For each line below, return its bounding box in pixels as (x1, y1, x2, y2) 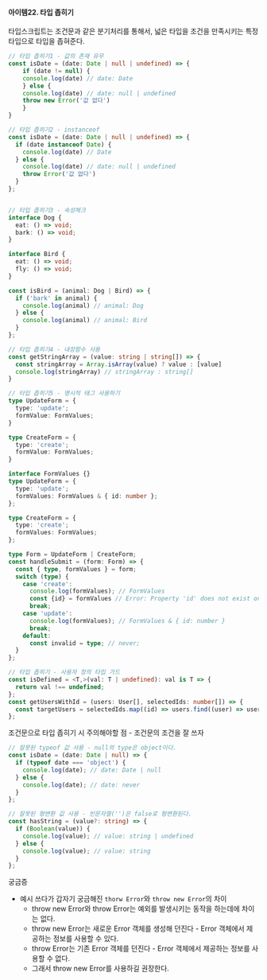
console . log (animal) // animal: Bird (22, 317, 148, 325)
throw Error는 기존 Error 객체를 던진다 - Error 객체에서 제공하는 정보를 (31, 943, 250, 954)
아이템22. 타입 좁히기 (8, 7, 74, 17)
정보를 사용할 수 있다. (52, 934, 119, 943)
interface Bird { (8, 251, 66, 259)
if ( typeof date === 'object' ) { (15, 759, 126, 767)
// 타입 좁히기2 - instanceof (8, 126, 100, 134)
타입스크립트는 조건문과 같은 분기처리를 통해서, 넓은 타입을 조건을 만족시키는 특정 (8, 26, 259, 36)
